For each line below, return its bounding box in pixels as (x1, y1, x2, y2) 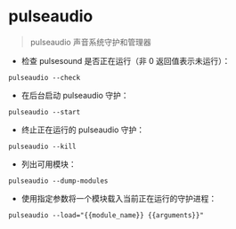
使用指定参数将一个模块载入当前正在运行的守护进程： (20, 193, 217, 203)
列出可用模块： (20, 158, 77, 170)
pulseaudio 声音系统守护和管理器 (29, 36, 152, 47)
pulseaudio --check (8, 73, 81, 82)
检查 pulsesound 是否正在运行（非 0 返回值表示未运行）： (20, 55, 231, 66)
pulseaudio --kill (8, 142, 77, 151)
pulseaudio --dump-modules (8, 176, 109, 186)
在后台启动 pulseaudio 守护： (20, 90, 130, 100)
